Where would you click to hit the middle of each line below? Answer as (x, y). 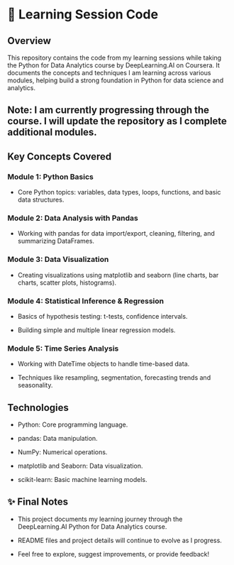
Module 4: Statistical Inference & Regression (86, 301)
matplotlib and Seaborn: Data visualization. (80, 466)
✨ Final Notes (38, 502)
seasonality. (35, 385)
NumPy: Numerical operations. (62, 452)
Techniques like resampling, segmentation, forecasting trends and (114, 378)
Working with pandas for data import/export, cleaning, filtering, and (116, 234)
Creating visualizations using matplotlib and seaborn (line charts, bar (118, 275)
